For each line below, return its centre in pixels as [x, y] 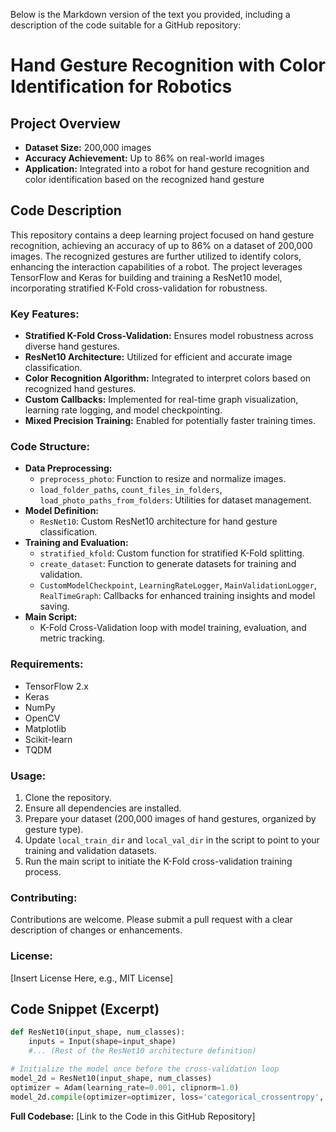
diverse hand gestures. [72, 346]
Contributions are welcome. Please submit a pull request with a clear [151, 920]
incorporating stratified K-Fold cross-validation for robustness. [139, 288]
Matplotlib [45, 728]
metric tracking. [72, 638]
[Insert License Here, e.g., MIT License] [92, 978]
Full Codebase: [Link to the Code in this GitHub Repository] [133, 1116]
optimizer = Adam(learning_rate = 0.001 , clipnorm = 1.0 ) [125, 1087]
